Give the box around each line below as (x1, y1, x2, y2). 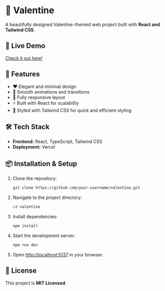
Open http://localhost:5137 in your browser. (12, 251, 104, 257)
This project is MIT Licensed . (5, 280, 67, 286)
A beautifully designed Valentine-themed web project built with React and (5, 21, 160, 27)
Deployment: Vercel (12, 144, 55, 150)
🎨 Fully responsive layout (12, 94, 65, 100)
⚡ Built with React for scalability (12, 100, 79, 106)
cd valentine (12, 205, 41, 210)
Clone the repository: (12, 176, 57, 182)
